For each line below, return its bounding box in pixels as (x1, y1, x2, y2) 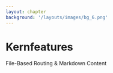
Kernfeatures (5, 40, 73, 54)
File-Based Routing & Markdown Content (5, 60, 107, 67)
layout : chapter (5, 8, 46, 15)
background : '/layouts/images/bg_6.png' (5, 14, 109, 20)
